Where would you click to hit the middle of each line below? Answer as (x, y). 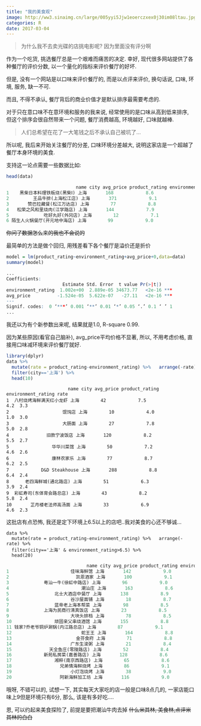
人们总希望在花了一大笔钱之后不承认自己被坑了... (81, 132)
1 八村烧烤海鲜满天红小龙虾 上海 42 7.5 (76, 401)
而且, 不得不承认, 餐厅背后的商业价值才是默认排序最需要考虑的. (83, 99)
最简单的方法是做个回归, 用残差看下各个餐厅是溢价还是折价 (78, 245)
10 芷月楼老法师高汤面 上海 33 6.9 (78, 505)
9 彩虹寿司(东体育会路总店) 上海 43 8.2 (77, 493)
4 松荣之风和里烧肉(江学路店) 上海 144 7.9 (80, 209)
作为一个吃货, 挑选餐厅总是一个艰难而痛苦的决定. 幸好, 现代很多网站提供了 (97, 59)
